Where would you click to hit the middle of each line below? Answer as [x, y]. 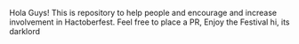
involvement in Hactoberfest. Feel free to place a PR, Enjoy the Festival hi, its [149, 22]
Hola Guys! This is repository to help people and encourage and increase [143, 13]
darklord [25, 31]
